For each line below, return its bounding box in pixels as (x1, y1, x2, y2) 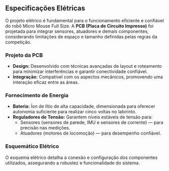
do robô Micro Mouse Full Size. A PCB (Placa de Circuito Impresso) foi (5, 23, 154, 29)
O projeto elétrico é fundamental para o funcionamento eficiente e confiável (5, 17, 164, 23)
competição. (5, 39, 31, 45)
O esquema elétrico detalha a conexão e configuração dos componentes (5, 154, 158, 160)
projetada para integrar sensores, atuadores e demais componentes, (5, 28, 149, 34)
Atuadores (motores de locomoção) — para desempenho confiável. (20, 130, 161, 136)
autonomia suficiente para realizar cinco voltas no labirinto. (12, 109, 137, 115)
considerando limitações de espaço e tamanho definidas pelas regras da (5, 33, 157, 39)
